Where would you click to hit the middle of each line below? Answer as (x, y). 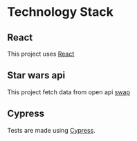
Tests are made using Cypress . (51, 130)
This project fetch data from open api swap (68, 92)
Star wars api (36, 75)
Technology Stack (61, 12)
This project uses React (41, 54)
